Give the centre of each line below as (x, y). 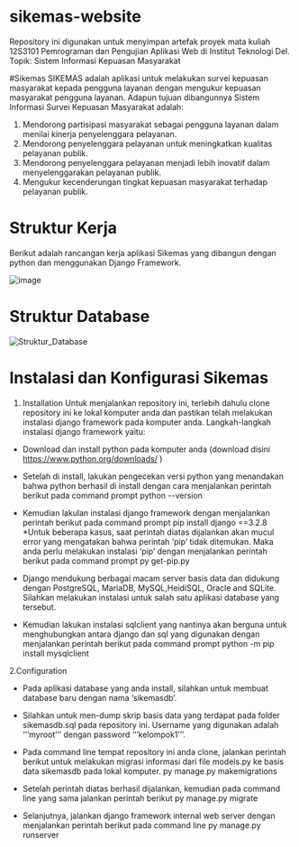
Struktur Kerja (63, 228)
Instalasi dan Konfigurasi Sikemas (139, 378)
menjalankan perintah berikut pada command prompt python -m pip (148, 643)
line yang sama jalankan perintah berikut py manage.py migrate (140, 798)
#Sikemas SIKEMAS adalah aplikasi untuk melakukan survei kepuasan (139, 78)
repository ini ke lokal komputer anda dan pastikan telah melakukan (147, 412)
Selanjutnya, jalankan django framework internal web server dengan (149, 815)
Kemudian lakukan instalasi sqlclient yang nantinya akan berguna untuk (154, 624)
